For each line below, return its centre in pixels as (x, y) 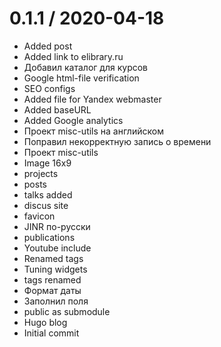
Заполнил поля (56, 301)
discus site (46, 205)
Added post (48, 46)
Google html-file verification (81, 78)
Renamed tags (53, 258)
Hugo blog (45, 322)
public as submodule (67, 311)
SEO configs (49, 88)
